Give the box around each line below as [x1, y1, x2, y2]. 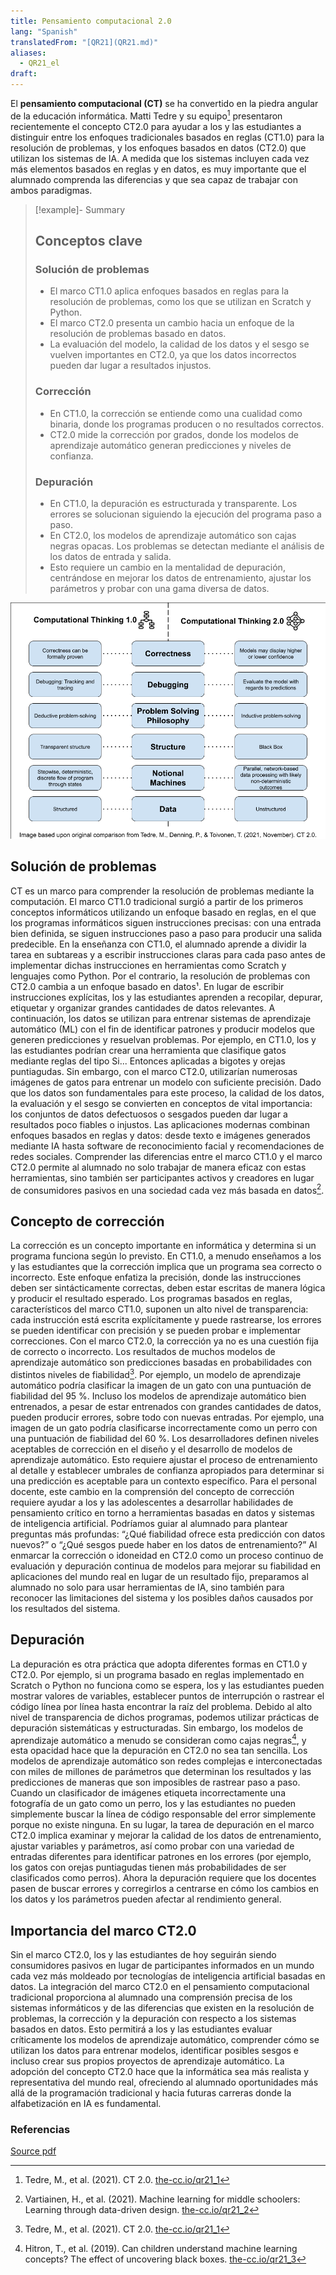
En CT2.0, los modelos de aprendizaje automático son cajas [49, 529, 297, 541]
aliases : [10, 48, 47, 58]
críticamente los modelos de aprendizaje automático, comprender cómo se [10, 2034, 320, 2046]
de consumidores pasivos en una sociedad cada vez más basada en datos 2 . [10, 1182, 325, 1196]
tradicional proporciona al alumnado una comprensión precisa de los [10, 1991, 293, 2004]
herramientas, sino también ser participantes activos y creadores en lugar [10, 1171, 315, 1184]
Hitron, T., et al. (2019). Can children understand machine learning [24, 2243, 298, 2255]
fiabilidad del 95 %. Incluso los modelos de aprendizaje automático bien [10, 1390, 307, 1402]
